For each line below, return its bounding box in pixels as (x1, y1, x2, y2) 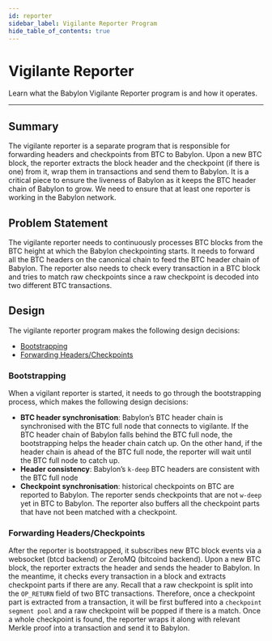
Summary (8, 119, 59, 134)
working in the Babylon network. (8, 193, 117, 202)
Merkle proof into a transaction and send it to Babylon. (8, 623, 190, 633)
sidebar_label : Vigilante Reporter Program (8, 19, 158, 28)
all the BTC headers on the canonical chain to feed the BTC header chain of (8, 254, 260, 264)
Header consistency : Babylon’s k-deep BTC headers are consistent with (19, 465, 261, 474)
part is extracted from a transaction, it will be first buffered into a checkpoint (8, 597, 262, 607)
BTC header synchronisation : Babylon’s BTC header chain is (19, 413, 223, 422)
